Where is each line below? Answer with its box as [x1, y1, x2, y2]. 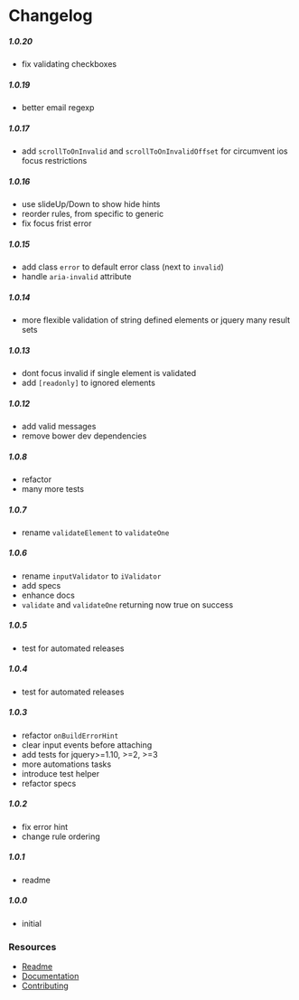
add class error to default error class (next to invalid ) [21, 261, 225, 272]
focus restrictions [21, 156, 88, 166]
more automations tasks [21, 759, 112, 769]
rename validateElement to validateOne [21, 526, 170, 538]
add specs [21, 580, 61, 590]
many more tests [21, 483, 85, 494]
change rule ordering [21, 831, 100, 842]
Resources [8, 940, 57, 953]
